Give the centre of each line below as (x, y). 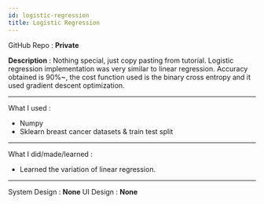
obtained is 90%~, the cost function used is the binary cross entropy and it (130, 77)
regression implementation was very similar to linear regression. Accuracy (128, 68)
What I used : (29, 107)
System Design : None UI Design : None (73, 191)
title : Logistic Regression (54, 23)
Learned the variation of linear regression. (87, 169)
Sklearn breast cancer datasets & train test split (96, 131)
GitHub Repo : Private (44, 45)
